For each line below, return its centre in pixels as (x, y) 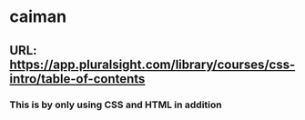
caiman (38, 17)
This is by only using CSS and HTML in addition (116, 105)
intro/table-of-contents (77, 79)
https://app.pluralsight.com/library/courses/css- (152, 64)
